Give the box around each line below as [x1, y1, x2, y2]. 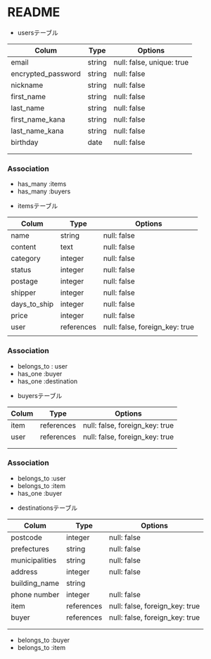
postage [11, 276, 39, 286]
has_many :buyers [17, 187, 71, 196]
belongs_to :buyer [17, 636, 70, 644]
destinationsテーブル [17, 504, 78, 512]
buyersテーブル [17, 391, 63, 399]
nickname [11, 80, 44, 90]
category [11, 254, 41, 264]
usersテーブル [17, 28, 58, 37]
